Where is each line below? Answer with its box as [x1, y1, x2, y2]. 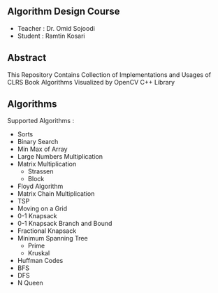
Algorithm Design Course [7, 6, 120, 17]
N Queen [17, 279, 43, 287]
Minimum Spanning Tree [17, 234, 89, 243]
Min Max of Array [17, 145, 68, 153]
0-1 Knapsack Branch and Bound [17, 220, 112, 228]
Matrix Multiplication [17, 160, 77, 169]
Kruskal [27, 249, 50, 257]
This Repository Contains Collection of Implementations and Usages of [7, 70, 212, 79]
